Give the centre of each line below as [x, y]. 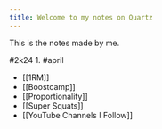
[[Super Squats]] [53, 105]
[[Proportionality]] [55, 96]
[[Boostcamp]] [49, 86]
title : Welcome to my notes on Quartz [81, 17]
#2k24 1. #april [36, 60]
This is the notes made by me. [65, 43]
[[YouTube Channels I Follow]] [77, 115]
